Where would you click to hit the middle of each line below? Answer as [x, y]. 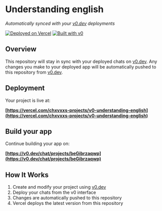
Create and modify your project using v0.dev [59, 187]
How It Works [27, 175]
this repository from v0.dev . [34, 72]
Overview [21, 49]
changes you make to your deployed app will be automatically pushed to [81, 66]
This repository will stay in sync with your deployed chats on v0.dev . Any [81, 61]
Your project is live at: [28, 100]
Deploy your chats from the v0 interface [54, 192]
